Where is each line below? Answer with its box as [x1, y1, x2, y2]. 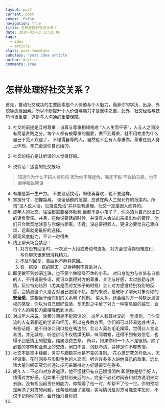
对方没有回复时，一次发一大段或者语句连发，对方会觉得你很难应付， [20, 246, 158, 252]
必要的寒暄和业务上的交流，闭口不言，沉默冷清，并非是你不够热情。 [12, 344, 150, 350]
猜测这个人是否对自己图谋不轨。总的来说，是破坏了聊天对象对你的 [25, 289, 159, 295]
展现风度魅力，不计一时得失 [12, 233, 69, 239]
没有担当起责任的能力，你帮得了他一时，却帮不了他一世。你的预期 [25, 381, 159, 386]
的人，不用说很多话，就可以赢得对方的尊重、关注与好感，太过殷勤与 [12, 277, 150, 282]
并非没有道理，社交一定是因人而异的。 [68, 203, 146, 209]
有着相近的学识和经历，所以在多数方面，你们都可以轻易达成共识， [25, 319, 159, 325]
